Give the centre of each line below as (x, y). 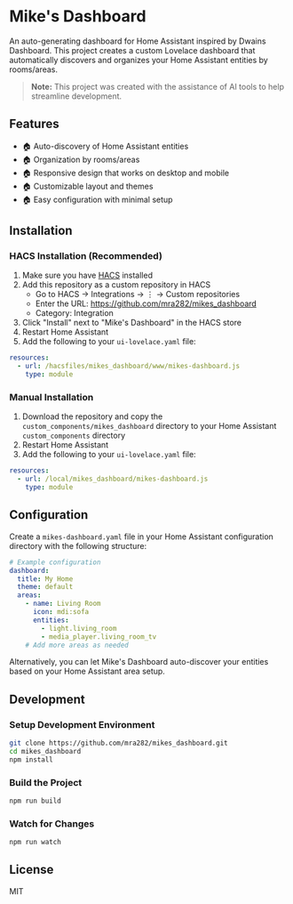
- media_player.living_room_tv (99, 637)
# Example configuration (55, 562)
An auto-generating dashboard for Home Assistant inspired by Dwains (138, 41)
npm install (31, 759)
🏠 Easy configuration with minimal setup (97, 199)
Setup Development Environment (82, 724)
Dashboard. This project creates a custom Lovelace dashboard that (132, 50)
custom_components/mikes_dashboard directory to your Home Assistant (149, 426)
